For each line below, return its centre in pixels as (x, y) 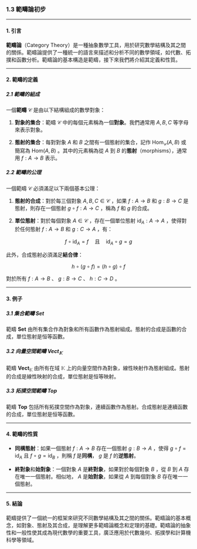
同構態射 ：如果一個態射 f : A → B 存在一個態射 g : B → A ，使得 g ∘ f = (100, 448)
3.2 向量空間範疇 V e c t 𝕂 (34, 352)
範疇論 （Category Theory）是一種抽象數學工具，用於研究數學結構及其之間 (96, 45)
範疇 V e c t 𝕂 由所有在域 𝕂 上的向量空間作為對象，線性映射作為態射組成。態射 (98, 369)
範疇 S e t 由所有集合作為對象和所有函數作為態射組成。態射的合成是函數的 (94, 329)
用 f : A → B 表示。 (37, 158)
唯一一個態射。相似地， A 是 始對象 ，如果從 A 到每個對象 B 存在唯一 (101, 476)
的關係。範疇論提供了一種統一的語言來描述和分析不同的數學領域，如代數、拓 (98, 52)
